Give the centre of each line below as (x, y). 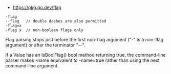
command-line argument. (32, 66)
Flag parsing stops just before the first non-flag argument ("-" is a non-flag (84, 40)
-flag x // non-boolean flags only (44, 30)
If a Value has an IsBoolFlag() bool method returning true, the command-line (85, 55)
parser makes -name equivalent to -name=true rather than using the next (82, 60)
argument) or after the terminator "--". (45, 45)
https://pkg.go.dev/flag (37, 7)
